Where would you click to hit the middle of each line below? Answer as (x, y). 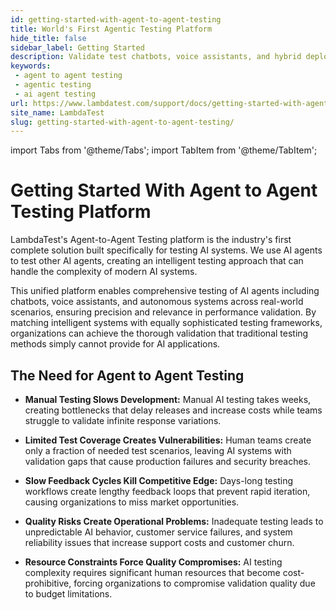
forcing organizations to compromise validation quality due (194, 583)
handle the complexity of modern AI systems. (104, 272)
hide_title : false (48, 38)
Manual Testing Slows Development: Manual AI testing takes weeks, (168, 399)
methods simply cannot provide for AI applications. (115, 344)
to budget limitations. (68, 594)
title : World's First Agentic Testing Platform (111, 29)
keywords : (31, 66)
